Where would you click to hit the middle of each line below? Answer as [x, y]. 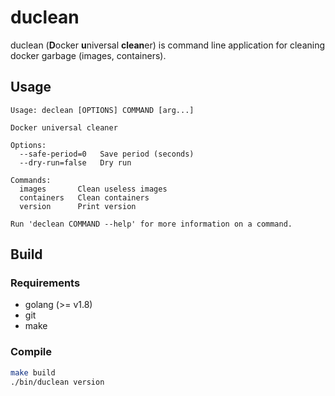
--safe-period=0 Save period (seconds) [107, 154]
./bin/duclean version [57, 382]
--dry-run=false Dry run [75, 162]
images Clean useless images [93, 189]
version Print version [78, 206]
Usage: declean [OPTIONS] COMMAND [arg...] [102, 110]
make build [33, 372]
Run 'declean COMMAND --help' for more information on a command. [151, 224]
